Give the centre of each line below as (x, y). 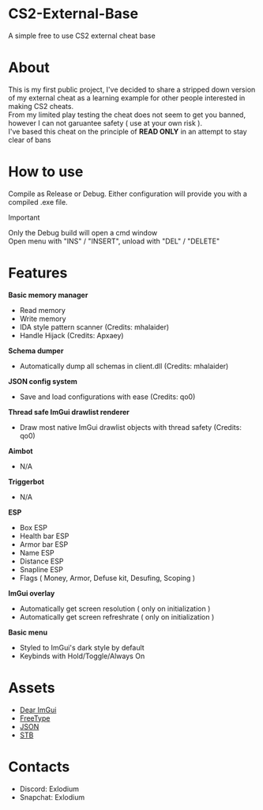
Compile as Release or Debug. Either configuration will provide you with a (128, 194)
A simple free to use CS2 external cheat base (82, 36)
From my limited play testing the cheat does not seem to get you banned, (127, 115)
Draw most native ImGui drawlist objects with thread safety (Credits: (131, 427)
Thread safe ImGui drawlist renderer (69, 412)
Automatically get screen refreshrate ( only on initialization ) (117, 616)
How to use (46, 172)
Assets (32, 688)
